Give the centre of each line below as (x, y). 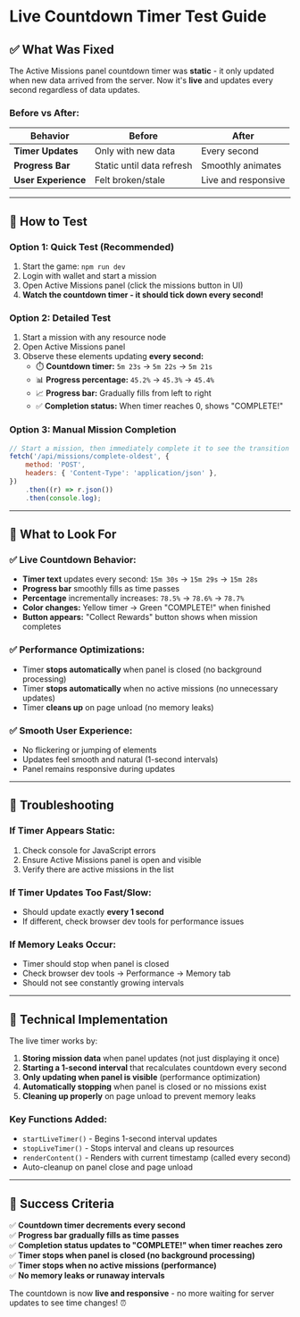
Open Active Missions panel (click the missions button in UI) (133, 285)
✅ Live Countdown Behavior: (73, 560)
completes (42, 626)
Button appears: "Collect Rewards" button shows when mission (140, 617)
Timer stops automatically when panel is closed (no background (142, 669)
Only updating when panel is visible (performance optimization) (141, 1078)
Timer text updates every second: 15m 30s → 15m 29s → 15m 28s (140, 579)
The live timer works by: (54, 1041)
